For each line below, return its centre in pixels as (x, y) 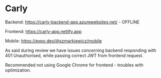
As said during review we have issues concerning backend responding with (81, 50)
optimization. (18, 70)
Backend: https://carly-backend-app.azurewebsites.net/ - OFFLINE (72, 22)
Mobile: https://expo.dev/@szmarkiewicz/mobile (54, 41)
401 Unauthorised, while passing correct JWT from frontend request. (74, 55)
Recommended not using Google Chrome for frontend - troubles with (74, 65)
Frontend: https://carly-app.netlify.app (43, 31)
